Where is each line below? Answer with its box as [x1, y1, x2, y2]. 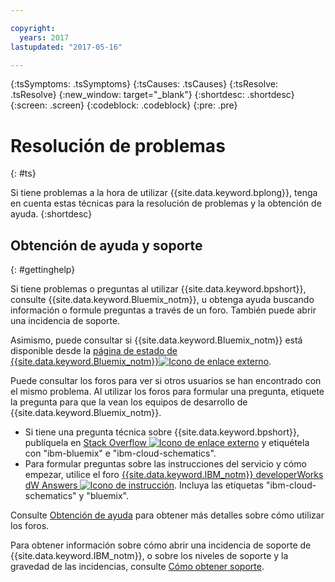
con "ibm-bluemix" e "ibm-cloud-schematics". [24, 447, 217, 460]
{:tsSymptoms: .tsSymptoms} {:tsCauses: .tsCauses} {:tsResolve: [10, 78, 278, 90]
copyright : [10, 23, 56, 33]
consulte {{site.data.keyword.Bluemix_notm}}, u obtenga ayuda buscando [10, 294, 315, 306]
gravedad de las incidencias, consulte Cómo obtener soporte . [10, 561, 265, 573]
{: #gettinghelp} [10, 264, 76, 276]
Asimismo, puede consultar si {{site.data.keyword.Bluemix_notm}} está [10, 334, 303, 346]
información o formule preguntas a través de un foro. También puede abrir [10, 304, 317, 316]
